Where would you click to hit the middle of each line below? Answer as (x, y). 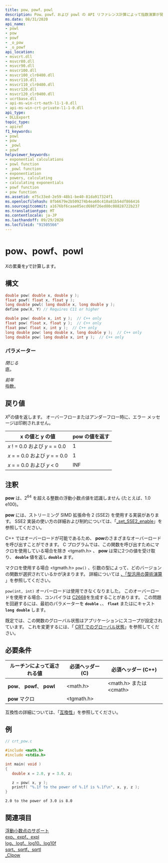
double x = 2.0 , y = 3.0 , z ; (42, 774)
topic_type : (17, 122)
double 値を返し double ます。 (45, 557)
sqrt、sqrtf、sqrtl (23, 849)
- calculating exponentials (34, 183)
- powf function (22, 187)
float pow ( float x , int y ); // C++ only (51, 328)
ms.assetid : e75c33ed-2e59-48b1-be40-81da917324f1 (59, 197)
